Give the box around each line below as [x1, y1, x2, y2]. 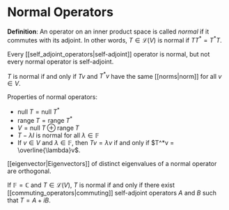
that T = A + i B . [7, 196, 51, 204]
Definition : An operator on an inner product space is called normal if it [7, 27, 210, 36]
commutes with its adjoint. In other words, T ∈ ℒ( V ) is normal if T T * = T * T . [7, 34, 223, 44]
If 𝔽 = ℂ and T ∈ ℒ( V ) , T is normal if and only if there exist [7, 181, 175, 189]
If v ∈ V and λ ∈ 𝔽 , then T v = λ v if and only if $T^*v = [17, 138, 175, 147]
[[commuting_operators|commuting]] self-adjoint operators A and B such [7, 188, 217, 197]
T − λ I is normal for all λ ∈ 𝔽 [17, 130, 100, 140]
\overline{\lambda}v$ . [17, 146, 81, 154]
